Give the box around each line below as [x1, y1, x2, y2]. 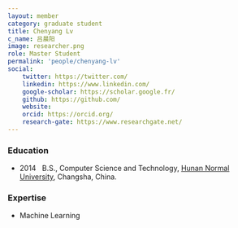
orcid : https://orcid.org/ [22, 111, 114, 119]
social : [7, 65, 34, 73]
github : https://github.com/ [22, 95, 121, 103]
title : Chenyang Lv [7, 27, 74, 35]
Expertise [7, 192, 46, 204]
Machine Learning [19, 211, 80, 221]
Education [7, 144, 50, 156]
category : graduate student [7, 20, 103, 28]
